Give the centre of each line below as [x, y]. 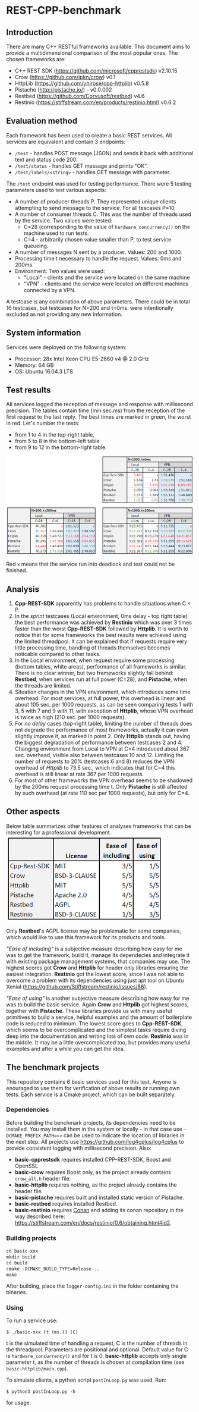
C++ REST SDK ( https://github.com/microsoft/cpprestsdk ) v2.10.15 [96, 71]
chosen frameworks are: [36, 59]
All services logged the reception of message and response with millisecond [99, 404]
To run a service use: [32, 1320]
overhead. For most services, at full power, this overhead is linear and [100, 698]
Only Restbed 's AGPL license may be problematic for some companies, [94, 931]
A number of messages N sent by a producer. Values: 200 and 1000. [98, 252]
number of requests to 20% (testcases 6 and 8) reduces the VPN [94, 761]
